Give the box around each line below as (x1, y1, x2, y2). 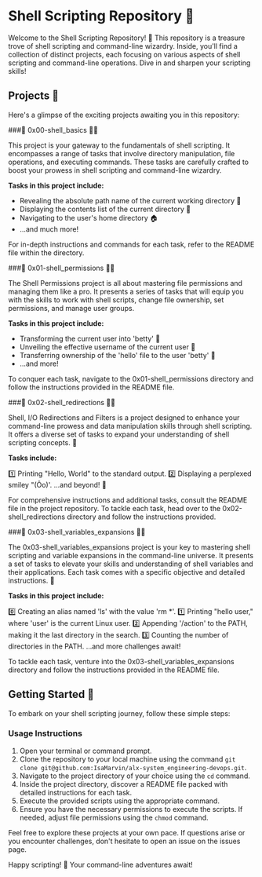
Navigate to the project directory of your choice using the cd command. (19, 771, 251, 780)
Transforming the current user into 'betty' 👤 (19, 334, 161, 343)
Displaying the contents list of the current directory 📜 (19, 204, 191, 214)
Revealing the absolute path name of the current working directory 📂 (19, 195, 242, 205)
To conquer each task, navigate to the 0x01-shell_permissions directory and (8, 374, 253, 383)
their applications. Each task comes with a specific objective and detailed (8, 567, 246, 576)
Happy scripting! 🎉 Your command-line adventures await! (8, 860, 194, 869)
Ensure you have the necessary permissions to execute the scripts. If (19, 804, 243, 813)
